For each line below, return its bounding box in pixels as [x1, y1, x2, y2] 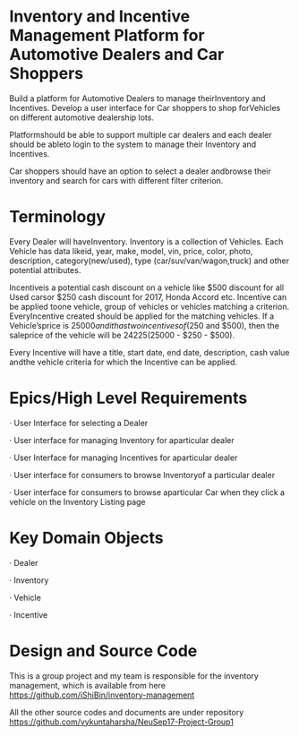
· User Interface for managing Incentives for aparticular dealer [9, 452, 238, 463]
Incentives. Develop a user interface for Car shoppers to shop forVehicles [9, 102, 281, 113]
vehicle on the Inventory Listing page [9, 496, 146, 507]
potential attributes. [9, 264, 81, 275]
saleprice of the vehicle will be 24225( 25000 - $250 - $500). [9, 329, 235, 340]
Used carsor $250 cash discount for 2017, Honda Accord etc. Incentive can [9, 291, 287, 302]
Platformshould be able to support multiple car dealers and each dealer [9, 129, 273, 140]
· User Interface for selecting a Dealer [9, 417, 149, 428]
